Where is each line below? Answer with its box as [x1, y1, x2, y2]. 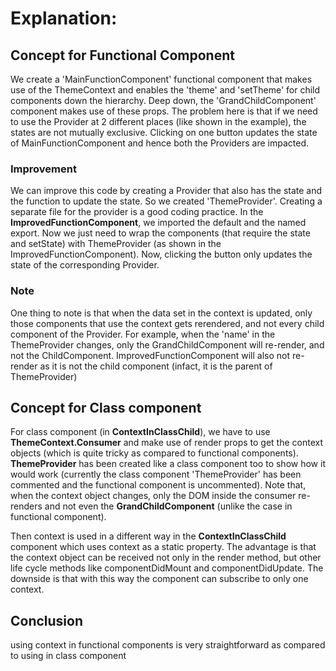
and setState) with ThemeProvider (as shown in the [10, 238, 222, 250]
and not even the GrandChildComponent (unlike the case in [44, 500, 293, 512]
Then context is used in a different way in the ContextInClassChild [10, 530, 287, 542]
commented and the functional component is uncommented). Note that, [10, 479, 307, 491]
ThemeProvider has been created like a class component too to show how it [10, 458, 326, 470]
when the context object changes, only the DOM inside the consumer [10, 490, 297, 502]
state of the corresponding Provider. [10, 259, 160, 271]
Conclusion [10, 612, 84, 629]
